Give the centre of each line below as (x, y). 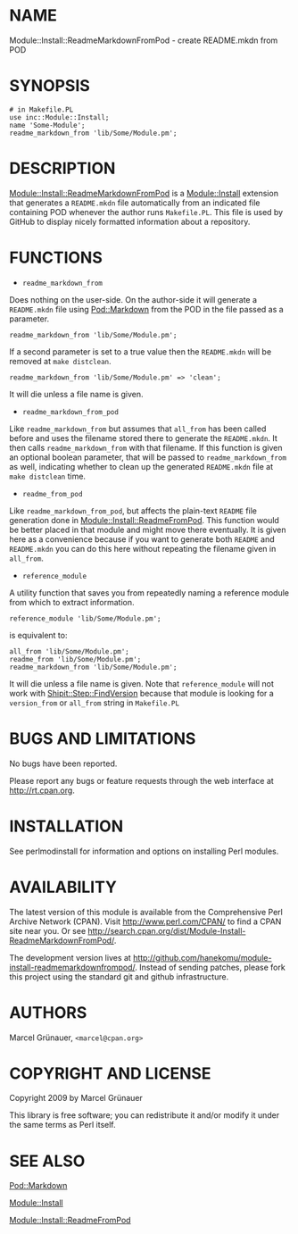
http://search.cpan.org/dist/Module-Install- (167, 930)
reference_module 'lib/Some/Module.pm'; (86, 618)
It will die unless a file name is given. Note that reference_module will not (142, 683)
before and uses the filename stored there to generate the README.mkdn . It (144, 438)
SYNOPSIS (50, 86)
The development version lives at (70, 957)
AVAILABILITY (63, 887)
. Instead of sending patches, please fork (210, 967)
